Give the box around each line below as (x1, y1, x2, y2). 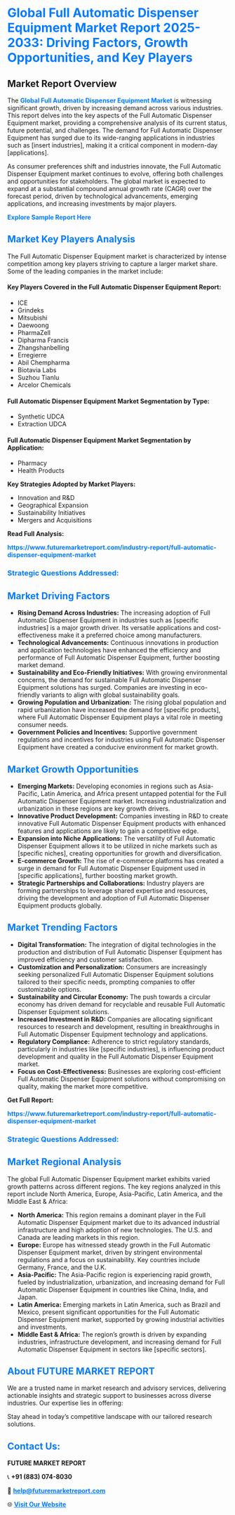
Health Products (17, 466, 65, 475)
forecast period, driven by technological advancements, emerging (7, 192, 199, 200)
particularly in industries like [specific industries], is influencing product (17, 1044, 225, 1053)
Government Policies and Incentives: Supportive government (17, 728, 198, 737)
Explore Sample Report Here (7, 213, 91, 221)
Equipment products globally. (17, 901, 102, 910)
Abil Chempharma (17, 358, 70, 367)
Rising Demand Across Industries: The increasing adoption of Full (17, 609, 210, 617)
